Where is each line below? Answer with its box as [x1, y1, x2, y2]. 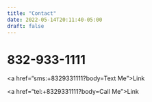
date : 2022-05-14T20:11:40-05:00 [7, 16, 103, 23]
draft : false [7, 22, 45, 29]
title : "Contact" [7, 10, 57, 17]
